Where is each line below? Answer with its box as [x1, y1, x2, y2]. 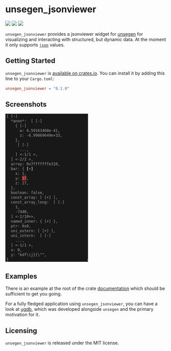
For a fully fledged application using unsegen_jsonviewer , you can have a [5, 301, 158, 307]
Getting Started [5, 57, 56, 65]
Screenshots [5, 100, 47, 109]
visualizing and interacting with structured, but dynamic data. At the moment [5, 36, 166, 42]
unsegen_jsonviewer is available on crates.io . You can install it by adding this [5, 70, 165, 76]
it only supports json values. [5, 42, 65, 48]
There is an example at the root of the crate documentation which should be [5, 285, 165, 291]
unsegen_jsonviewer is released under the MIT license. [5, 340, 119, 346]
